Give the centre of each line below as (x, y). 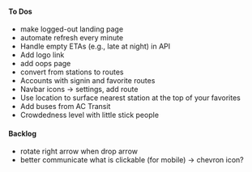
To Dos (20, 11)
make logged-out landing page (72, 29)
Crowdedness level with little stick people (90, 115)
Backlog (22, 133)
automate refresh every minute (72, 38)
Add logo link (42, 55)
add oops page (45, 64)
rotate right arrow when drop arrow (79, 151)
